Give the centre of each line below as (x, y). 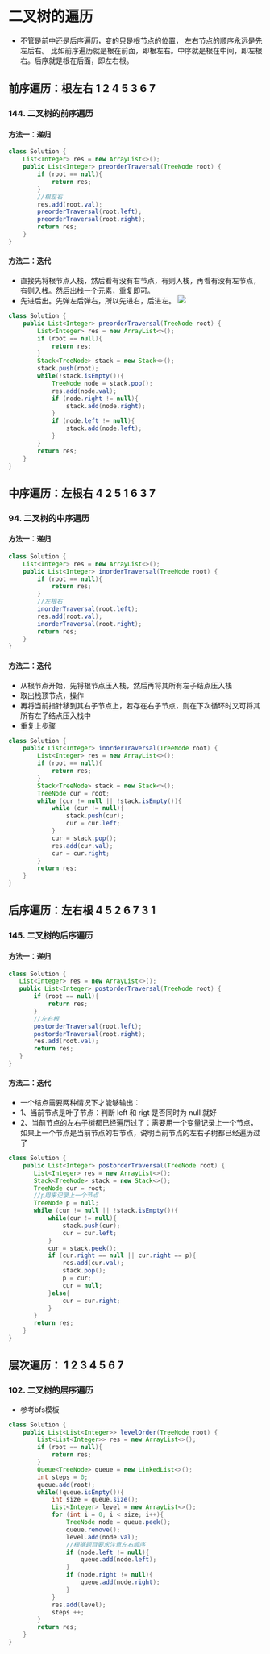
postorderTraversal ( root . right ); (90, 1034)
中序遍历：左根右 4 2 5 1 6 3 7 (82, 493)
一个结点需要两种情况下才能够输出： (80, 1103)
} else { (59, 1293)
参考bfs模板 (39, 1410)
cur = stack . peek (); (82, 1248)
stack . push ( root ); (68, 369)
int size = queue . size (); (95, 1500)
